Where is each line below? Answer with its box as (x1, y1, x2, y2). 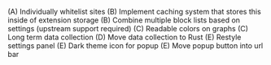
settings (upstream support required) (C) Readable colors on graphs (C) (7, 24, 249, 33)
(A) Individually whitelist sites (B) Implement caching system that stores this (7, 7, 261, 16)
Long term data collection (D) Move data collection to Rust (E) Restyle (7, 32, 242, 42)
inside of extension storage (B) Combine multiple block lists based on (7, 15, 241, 25)
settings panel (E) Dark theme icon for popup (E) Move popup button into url (7, 41, 264, 51)
